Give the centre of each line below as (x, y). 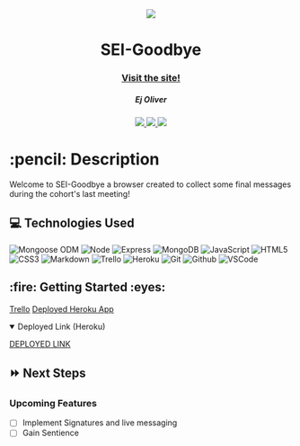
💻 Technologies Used (72, 223)
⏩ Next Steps (48, 374)
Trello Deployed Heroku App (62, 308)
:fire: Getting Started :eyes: (88, 287)
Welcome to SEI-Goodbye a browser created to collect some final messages (150, 184)
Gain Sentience (50, 433)
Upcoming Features (53, 403)
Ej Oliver (151, 99)
